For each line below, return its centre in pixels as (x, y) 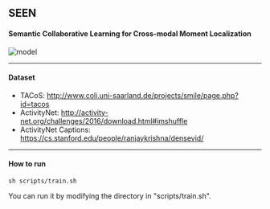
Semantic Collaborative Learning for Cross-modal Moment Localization (130, 33)
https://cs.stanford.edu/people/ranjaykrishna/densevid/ (112, 138)
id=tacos (35, 104)
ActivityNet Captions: (55, 129)
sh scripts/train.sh (43, 181)
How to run (27, 164)
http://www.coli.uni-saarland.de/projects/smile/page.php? (143, 95)
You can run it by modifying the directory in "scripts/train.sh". (110, 196)
